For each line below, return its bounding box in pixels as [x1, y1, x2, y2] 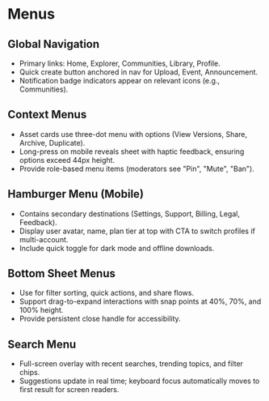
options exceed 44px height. [19, 155, 115, 164]
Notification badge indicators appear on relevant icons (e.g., [19, 76, 220, 85]
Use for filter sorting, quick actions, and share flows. [19, 288, 195, 298]
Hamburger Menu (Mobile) [7, 187, 145, 201]
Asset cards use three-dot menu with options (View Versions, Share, [19, 129, 248, 139]
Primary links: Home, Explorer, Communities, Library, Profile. [19, 58, 221, 68]
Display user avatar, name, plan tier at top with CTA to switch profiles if [19, 226, 255, 236]
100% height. [19, 305, 64, 315]
